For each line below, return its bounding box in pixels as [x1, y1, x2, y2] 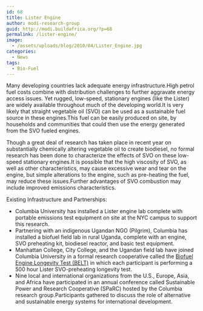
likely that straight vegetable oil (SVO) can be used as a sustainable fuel [6, 108, 186, 115]
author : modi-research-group [6, 20, 80, 26]
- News [12, 54, 28, 60]
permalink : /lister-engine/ [6, 32, 78, 38]
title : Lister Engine [6, 15, 61, 21]
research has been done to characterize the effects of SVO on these [6, 152, 177, 159]
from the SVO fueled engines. [6, 127, 81, 134]
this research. [15, 220, 50, 228]
